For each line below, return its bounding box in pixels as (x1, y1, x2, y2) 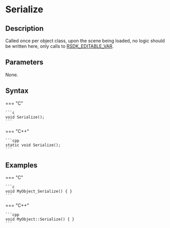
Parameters (5, 58, 44, 67)
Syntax (5, 86, 29, 96)
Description (5, 24, 44, 33)
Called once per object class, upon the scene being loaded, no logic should (5, 37, 165, 44)
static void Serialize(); (5, 142, 61, 147)
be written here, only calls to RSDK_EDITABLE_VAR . (5, 43, 114, 49)
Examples (5, 161, 37, 170)
